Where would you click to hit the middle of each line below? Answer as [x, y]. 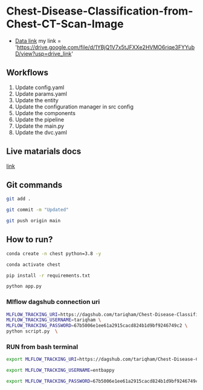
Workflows [27, 73]
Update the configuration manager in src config [74, 107]
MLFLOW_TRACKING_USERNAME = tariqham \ [54, 320]
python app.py [24, 286]
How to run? [30, 240]
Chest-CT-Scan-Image [65, 24]
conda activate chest [34, 265]
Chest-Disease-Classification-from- [100, 11]
